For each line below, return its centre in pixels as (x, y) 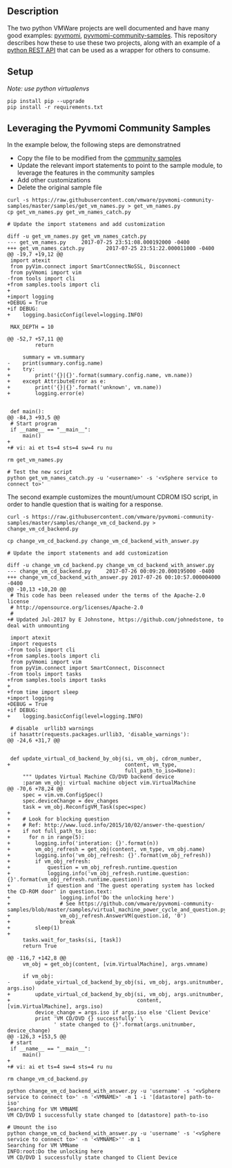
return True (40, 946)
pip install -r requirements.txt (55, 107)
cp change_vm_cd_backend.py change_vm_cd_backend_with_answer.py (103, 542)
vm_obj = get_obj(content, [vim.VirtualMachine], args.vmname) (115, 964)
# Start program (33, 424)
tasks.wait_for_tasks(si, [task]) (72, 940)
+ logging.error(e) (46, 394)
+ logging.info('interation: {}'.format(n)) (83, 843)
